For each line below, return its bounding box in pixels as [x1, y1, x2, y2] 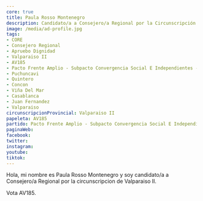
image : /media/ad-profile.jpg [6, 25, 83, 32]
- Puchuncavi [6, 71, 39, 77]
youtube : [6, 149, 28, 155]
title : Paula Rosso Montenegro [6, 14, 85, 21]
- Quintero [6, 76, 34, 82]
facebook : [6, 132, 31, 139]
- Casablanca [6, 93, 39, 99]
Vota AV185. [6, 190, 36, 197]
